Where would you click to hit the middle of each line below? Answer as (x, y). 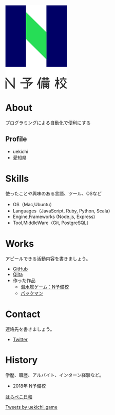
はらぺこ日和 (19, 397)
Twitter (20, 339)
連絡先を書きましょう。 (30, 329)
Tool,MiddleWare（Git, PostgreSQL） (52, 223)
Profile (16, 139)
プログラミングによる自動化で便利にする (48, 123)
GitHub (20, 269)
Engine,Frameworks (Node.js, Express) (54, 216)
